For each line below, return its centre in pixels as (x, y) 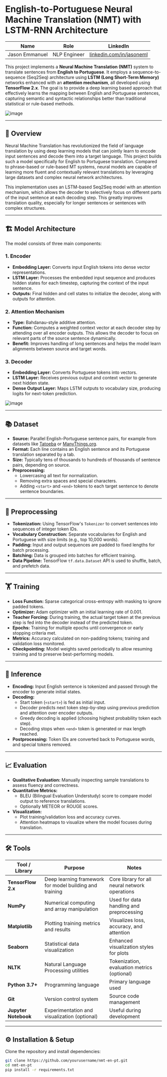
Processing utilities (67, 971)
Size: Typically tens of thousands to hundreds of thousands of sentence (86, 460)
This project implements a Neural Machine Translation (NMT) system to (79, 67)
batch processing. (31, 550)
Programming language (72, 985)
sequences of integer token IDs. (45, 529)
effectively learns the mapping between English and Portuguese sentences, (83, 93)
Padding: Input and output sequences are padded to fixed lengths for (83, 545)
